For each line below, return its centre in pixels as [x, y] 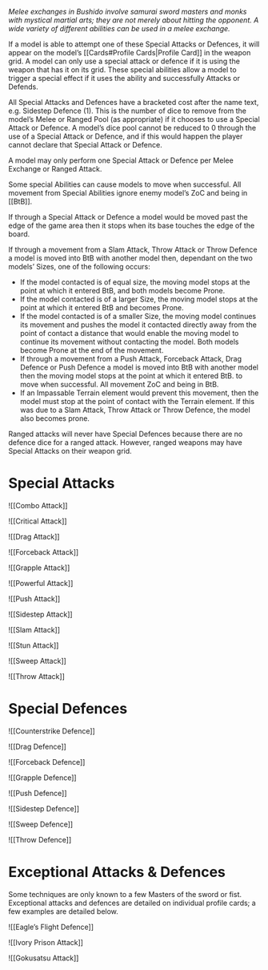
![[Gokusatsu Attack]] [44, 958]
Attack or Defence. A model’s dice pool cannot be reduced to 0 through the [132, 128]
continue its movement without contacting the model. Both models [129, 342]
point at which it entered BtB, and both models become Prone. [122, 291]
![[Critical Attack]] [38, 521]
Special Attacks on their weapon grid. [70, 451]
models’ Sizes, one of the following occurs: [79, 267]
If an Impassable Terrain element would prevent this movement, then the [139, 393]
